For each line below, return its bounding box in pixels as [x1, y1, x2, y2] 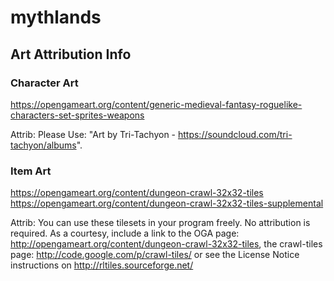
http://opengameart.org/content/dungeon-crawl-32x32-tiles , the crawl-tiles [10, 238, 323, 250]
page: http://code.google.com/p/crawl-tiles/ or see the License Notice [10, 249, 300, 261]
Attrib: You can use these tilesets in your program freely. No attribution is [10, 217, 311, 229]
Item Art [10, 164, 52, 178]
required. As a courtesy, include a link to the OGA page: [10, 227, 240, 240]
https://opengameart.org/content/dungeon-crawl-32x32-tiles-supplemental [10, 197, 324, 210]
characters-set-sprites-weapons [10, 109, 145, 121]
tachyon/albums [10, 139, 77, 151]
